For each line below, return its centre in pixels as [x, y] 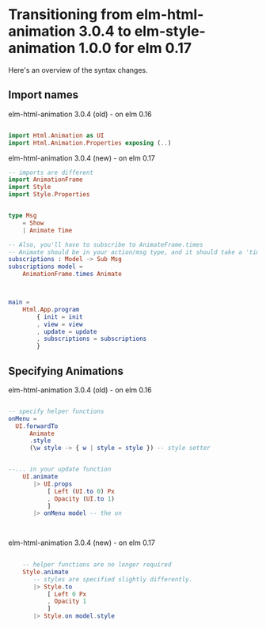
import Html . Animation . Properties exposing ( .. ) [90, 143]
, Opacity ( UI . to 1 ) [81, 499]
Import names [44, 95]
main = [19, 302]
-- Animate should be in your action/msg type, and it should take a [125, 252]
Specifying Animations [66, 371]
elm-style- [170, 31]
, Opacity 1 [67, 602]
